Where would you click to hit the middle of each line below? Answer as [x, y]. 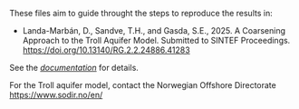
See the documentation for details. [74, 68]
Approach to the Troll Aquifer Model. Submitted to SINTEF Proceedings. [156, 40]
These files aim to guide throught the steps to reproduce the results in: [141, 13]
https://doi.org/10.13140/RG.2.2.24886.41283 [106, 50]
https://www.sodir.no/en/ [56, 95]
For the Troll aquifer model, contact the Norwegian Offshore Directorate [143, 85]
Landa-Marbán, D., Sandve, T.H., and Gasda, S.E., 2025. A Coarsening [154, 30]
